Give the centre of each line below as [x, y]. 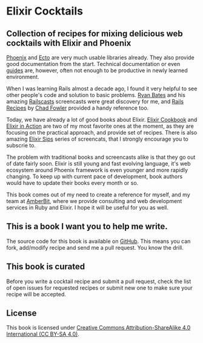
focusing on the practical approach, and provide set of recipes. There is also [102, 132]
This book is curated [46, 267]
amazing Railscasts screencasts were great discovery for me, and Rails [95, 102]
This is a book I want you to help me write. [87, 226]
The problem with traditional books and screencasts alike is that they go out [101, 157]
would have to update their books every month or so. [72, 183]
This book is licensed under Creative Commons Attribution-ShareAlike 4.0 [98, 328]
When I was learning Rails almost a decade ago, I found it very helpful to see [102, 88]
